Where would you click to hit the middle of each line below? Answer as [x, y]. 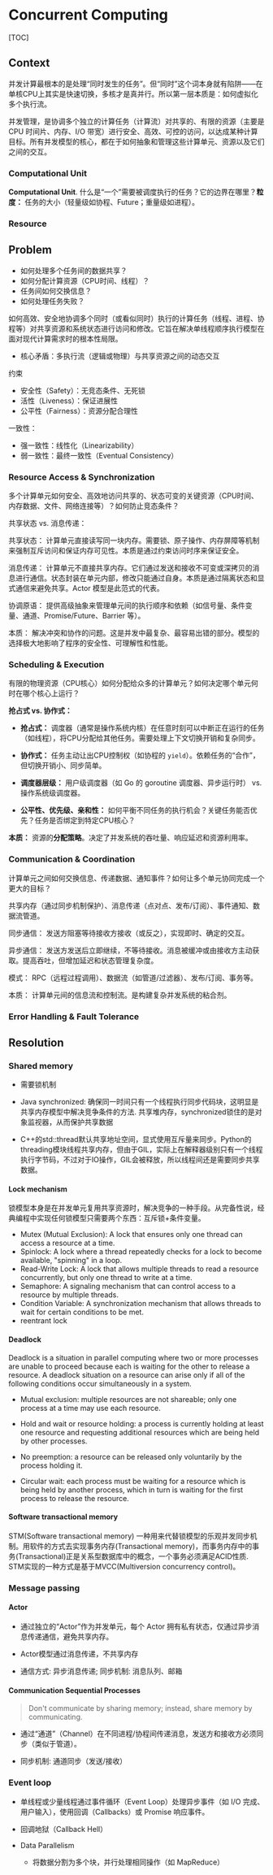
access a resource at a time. [67, 1243]
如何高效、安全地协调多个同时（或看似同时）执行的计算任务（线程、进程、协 [136, 318]
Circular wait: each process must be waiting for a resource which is [133, 1481]
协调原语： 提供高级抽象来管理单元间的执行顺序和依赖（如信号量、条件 [127, 605]
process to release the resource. [75, 1498]
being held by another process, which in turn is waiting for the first [132, 1490]
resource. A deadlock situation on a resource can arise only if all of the [127, 1374]
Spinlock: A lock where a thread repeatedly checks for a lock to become [141, 1252]
